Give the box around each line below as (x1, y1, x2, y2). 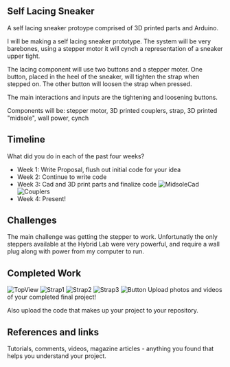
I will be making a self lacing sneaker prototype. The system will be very (7, 37, 211, 45)
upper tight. (7, 52, 41, 60)
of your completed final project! (7, 293, 97, 302)
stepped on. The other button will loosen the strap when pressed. (7, 79, 192, 88)
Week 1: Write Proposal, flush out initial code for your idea (16, 165, 181, 174)
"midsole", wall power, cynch (7, 114, 89, 122)
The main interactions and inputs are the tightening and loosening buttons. (7, 93, 218, 101)
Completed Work (7, 267, 81, 279)
